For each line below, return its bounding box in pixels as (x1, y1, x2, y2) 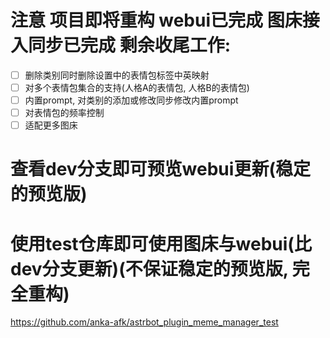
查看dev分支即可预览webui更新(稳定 (10, 158, 311, 181)
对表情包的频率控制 (24, 107, 105, 119)
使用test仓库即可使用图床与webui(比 (10, 232, 312, 255)
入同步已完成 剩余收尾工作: (10, 34, 231, 57)
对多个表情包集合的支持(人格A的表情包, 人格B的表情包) (24, 82, 250, 93)
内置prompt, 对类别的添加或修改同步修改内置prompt (24, 94, 239, 106)
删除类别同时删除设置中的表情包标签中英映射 (24, 69, 210, 81)
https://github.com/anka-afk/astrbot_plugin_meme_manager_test (10, 316, 279, 328)
